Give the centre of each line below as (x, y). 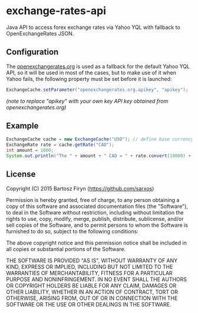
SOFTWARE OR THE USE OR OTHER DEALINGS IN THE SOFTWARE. (89, 304)
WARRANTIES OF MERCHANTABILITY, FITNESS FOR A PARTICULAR (89, 273)
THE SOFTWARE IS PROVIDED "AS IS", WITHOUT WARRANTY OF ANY (92, 260)
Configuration (32, 52)
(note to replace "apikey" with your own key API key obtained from (87, 101)
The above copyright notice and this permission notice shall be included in (96, 243)
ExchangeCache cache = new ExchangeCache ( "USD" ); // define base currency (100, 139)
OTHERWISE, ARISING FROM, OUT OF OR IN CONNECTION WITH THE (92, 298)
